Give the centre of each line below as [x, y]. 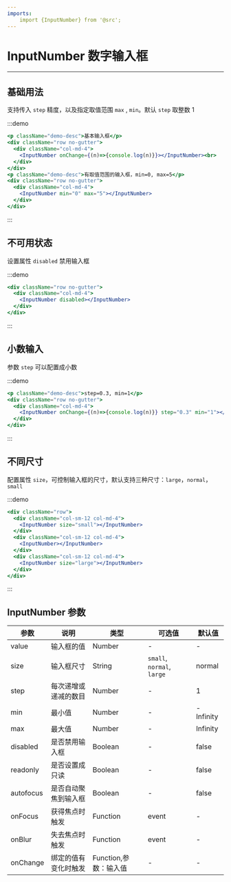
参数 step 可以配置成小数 [42, 367]
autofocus [27, 793]
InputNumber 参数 [46, 612]
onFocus [25, 817]
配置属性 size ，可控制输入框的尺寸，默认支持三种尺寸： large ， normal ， [109, 479]
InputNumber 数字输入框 [78, 56]
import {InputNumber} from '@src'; [70, 20]
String [102, 666]
